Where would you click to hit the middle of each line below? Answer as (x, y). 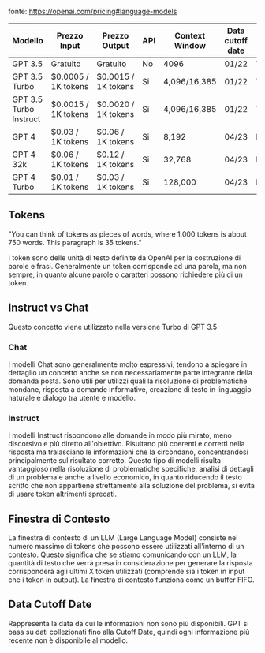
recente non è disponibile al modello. (68, 640)
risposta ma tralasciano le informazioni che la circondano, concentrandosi (128, 452)
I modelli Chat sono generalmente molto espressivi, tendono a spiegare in (128, 364)
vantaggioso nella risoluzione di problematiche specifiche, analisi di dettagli (131, 469)
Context (190, 36)
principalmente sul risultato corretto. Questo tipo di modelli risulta (115, 461)
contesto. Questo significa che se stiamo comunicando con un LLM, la (122, 554)
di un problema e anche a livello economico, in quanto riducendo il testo (125, 477)
